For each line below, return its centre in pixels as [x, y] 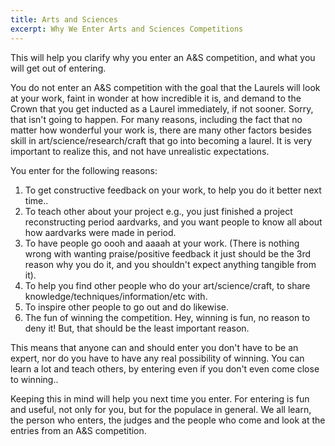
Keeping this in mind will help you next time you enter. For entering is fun [160, 398]
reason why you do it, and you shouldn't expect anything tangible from [170, 264]
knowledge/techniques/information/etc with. [116, 296]
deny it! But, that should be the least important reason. [137, 328]
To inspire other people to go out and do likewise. [126, 307]
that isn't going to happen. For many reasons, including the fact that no [156, 119]
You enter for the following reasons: [84, 170]
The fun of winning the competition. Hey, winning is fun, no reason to [167, 317]
